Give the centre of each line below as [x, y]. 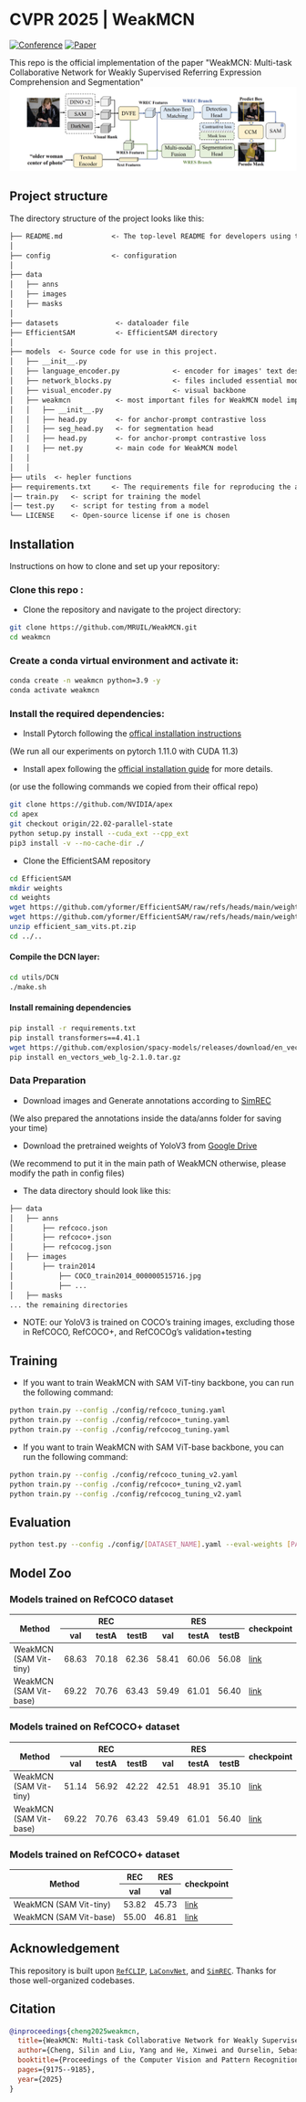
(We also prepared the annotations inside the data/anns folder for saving [146, 1118]
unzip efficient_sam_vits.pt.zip [73, 927]
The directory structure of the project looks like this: [107, 218]
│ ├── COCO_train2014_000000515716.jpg [106, 1276]
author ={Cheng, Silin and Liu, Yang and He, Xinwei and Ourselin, [146, 2051]
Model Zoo [41, 1573]
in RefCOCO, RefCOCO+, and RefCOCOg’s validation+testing [137, 1332]
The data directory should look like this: [97, 1190]
